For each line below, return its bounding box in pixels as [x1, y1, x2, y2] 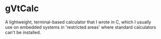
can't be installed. [5, 29, 41, 35]
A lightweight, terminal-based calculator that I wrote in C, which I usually [5, 19, 152, 25]
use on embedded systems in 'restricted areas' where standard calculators [5, 24, 157, 30]
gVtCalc [5, 3, 39, 14]
